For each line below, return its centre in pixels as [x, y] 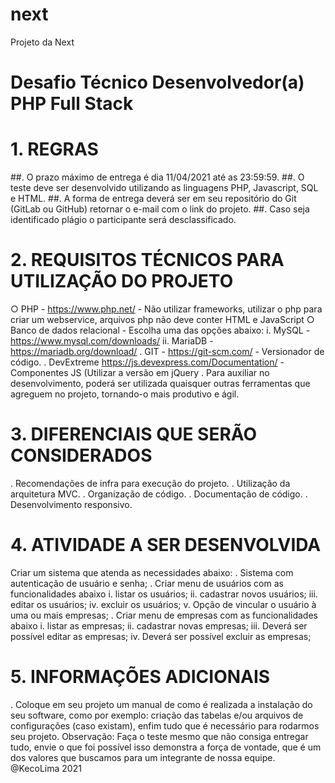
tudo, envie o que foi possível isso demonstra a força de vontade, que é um [166, 747]
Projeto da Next [42, 42]
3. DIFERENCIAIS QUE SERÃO [134, 434]
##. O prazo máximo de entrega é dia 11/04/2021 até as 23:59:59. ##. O [157, 177]
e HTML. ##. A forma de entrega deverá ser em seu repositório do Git [153, 199]
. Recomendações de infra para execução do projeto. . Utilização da [150, 483]
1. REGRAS [54, 149]
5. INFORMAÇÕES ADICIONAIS [140, 677]
